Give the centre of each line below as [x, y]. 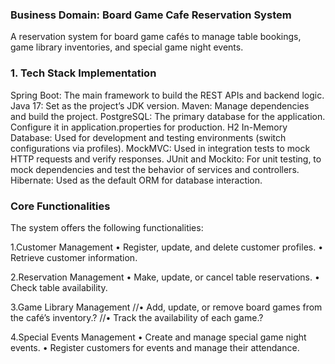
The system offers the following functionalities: [107, 227]
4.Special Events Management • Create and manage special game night [158, 337]
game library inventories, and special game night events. [127, 47]
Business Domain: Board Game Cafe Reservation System [151, 15]
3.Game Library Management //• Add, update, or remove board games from [166, 307]
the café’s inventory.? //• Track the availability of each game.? [137, 317]
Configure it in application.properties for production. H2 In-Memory [149, 127]
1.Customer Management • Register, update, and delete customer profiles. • [167, 247]
